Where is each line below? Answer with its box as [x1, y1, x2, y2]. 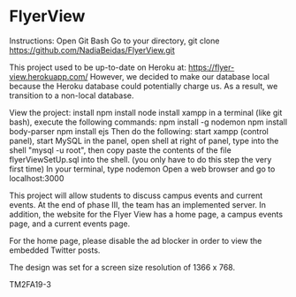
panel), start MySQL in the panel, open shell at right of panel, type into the [9, 135, 279, 146]
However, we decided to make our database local [89, 71, 269, 81]
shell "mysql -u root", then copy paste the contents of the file [9, 144, 231, 156]
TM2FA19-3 [9, 278, 51, 289]
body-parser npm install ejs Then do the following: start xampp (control [9, 126, 269, 136]
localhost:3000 [9, 172, 65, 183]
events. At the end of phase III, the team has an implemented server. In [9, 199, 267, 209]
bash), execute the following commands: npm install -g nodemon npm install [9, 117, 288, 127]
